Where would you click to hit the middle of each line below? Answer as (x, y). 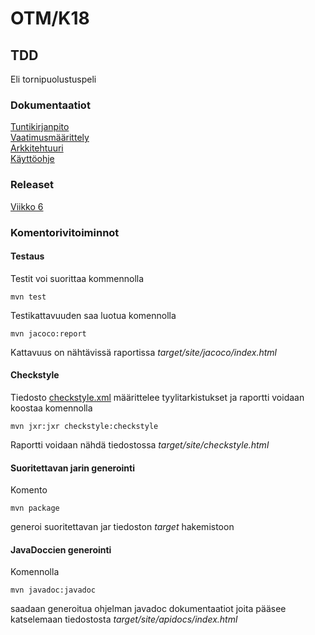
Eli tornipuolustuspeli (53, 79)
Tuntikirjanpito (40, 127)
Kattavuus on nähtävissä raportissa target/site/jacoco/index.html (143, 352)
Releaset (32, 185)
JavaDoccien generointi (61, 549)
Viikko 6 (27, 206)
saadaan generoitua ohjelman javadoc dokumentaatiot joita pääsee (148, 609)
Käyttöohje (32, 159)
